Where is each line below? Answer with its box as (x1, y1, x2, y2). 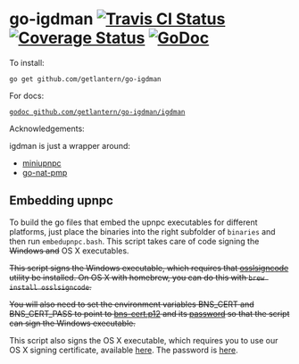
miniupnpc (21, 157, 62, 169)
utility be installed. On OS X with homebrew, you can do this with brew (9, 272, 265, 283)
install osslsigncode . (9, 281, 92, 292)
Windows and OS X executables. (9, 245, 129, 256)
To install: (9, 57, 45, 68)
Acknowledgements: (9, 123, 85, 134)
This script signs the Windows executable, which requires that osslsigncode (9, 262, 289, 273)
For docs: (9, 90, 45, 101)
